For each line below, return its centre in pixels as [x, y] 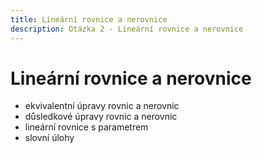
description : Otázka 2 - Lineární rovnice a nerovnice [127, 29]
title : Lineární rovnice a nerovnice [89, 19]
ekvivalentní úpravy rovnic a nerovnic [102, 106]
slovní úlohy [49, 138]
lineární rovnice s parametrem [86, 127]
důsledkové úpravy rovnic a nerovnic [101, 117]
